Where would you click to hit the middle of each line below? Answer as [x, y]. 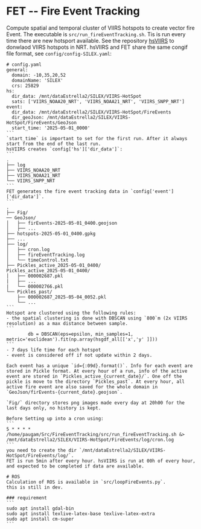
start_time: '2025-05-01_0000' [51, 128]
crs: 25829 [25, 86]
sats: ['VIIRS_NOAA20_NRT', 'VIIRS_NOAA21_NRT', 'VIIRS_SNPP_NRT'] [98, 101]
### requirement [27, 498]
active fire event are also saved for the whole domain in [82, 387]
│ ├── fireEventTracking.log [46, 255]
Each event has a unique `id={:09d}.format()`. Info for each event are [100, 366]
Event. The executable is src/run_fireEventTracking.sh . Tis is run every [96, 34]
